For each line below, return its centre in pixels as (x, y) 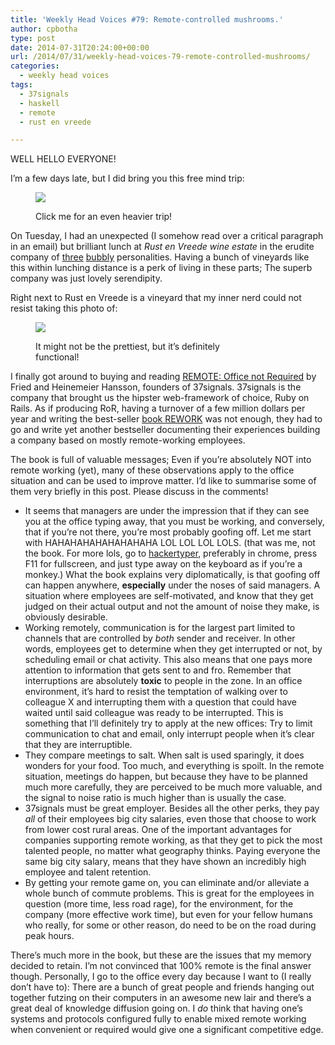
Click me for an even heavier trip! (104, 217)
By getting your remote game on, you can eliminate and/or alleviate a (167, 883)
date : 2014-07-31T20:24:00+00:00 (80, 47)
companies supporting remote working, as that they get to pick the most (173, 840)
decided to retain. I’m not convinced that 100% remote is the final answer (161, 966)
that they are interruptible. (78, 745)
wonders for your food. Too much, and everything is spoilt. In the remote (174, 766)
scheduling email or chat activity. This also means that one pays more (168, 660)
